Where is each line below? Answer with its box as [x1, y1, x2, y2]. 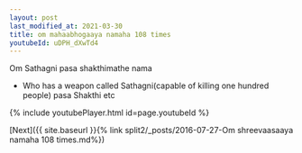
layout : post [9, 13, 59, 22]
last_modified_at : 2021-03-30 [9, 22, 124, 31]
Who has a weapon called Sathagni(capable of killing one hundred [22, 80, 270, 91]
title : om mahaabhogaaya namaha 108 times [9, 30, 171, 39]
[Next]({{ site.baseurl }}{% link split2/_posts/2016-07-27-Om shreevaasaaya [9, 125, 294, 136]
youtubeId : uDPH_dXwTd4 [9, 38, 99, 48]
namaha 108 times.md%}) [9, 134, 105, 145]
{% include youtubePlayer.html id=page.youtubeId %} [9, 107, 210, 118]
